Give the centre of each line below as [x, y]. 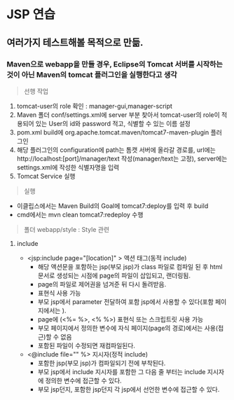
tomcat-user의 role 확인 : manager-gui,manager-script [95, 106]
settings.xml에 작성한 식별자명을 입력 [68, 167]
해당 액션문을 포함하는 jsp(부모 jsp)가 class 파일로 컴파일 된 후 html [130, 266]
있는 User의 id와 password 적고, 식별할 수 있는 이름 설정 [113, 123]
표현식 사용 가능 [59, 293]
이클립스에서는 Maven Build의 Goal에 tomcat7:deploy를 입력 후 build [112, 206]
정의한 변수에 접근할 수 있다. [83, 380]
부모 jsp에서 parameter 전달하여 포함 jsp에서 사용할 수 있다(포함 [126, 301]
